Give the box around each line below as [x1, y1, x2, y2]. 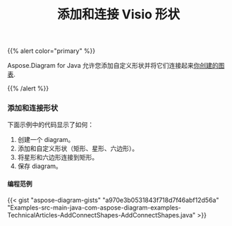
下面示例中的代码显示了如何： [7, 121, 94, 129]
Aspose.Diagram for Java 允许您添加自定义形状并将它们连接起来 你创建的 [7, 61, 219, 70]
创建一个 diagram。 [17, 136, 75, 144]
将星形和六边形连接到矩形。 [17, 153, 99, 162]
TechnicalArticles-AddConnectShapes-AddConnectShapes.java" [7, 210, 196, 219]
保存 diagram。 [17, 162, 62, 170]
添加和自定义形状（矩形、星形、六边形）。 [17, 144, 139, 153]
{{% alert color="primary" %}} [7, 47, 96, 55]
